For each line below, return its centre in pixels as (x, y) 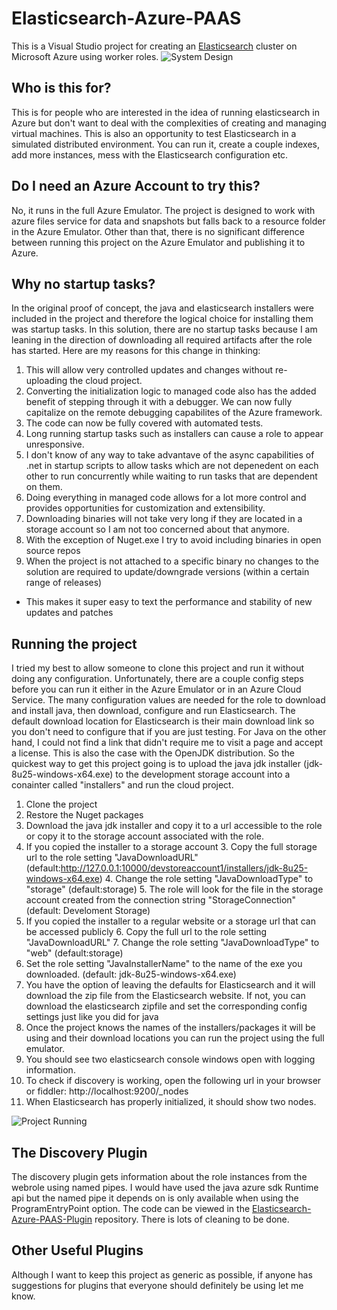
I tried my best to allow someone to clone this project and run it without (158, 668)
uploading (46, 381)
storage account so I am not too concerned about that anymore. (157, 529)
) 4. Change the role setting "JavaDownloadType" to (206, 879)
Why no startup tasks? (83, 283)
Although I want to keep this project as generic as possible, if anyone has (162, 1274)
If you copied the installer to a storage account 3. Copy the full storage (171, 847)
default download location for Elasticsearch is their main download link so (163, 721)
